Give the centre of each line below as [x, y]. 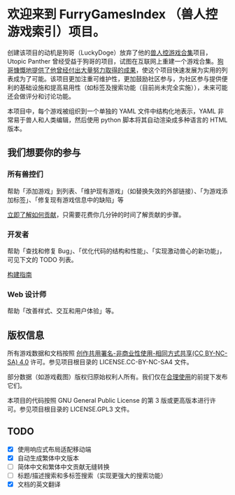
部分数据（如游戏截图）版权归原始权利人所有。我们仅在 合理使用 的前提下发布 [117, 377]
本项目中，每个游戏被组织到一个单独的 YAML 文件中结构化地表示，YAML [112, 111]
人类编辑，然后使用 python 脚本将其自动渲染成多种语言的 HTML [136, 120]
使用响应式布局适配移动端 [54, 449]
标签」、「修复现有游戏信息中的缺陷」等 [68, 199]
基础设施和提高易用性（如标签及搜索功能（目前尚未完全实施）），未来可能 [123, 87]
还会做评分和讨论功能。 [41, 96]
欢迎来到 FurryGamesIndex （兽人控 [113, 14]
